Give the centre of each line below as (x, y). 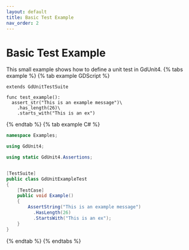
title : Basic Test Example (40, 17)
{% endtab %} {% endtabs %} (44, 241)
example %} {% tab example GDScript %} (58, 76)
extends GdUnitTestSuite (37, 87)
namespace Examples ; (32, 136)
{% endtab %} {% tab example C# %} (53, 125)
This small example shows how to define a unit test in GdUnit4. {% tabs (95, 69)
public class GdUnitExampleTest (47, 179)
